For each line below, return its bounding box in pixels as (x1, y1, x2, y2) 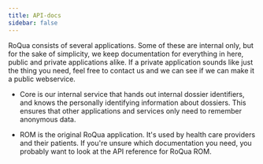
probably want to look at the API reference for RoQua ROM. (19, 147, 212, 156)
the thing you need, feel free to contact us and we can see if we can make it (8, 65, 254, 75)
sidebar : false (8, 19, 58, 27)
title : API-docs (8, 11, 61, 20)
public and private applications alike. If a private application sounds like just (8, 57, 254, 67)
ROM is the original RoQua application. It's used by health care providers (19, 129, 256, 139)
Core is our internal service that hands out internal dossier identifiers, (19, 89, 246, 99)
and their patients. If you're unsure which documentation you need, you (19, 138, 252, 147)
